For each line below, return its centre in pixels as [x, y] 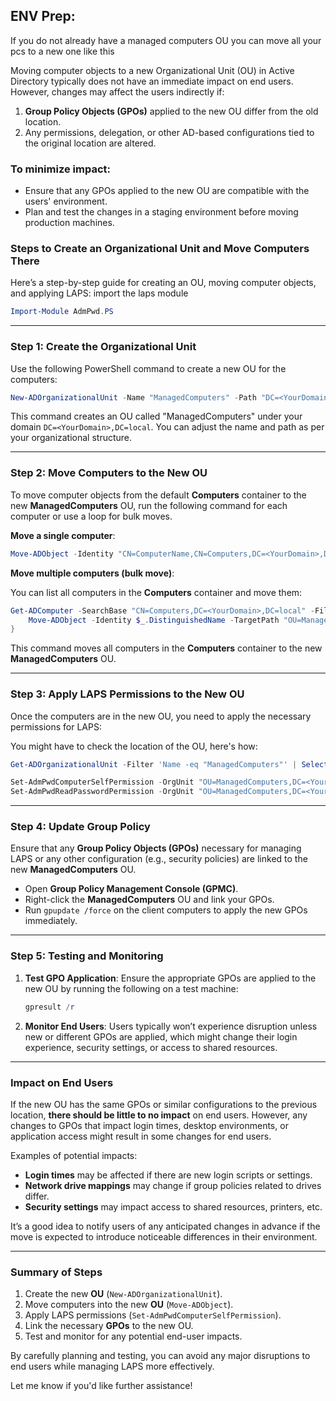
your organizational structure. [71, 438]
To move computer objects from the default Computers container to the [158, 495]
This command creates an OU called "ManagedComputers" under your [156, 416]
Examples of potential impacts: [74, 1155]
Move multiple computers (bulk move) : [92, 573]
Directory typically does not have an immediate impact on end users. [152, 81]
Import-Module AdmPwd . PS [62, 312]
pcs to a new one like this [62, 51]
